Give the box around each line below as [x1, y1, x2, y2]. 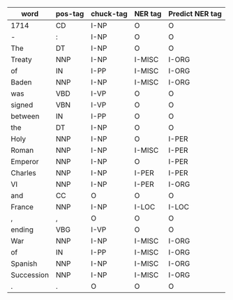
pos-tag [55, 9, 84, 18]
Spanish [10, 259, 38, 268]
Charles [10, 168, 37, 177]
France [10, 202, 33, 211]
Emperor [10, 157, 40, 166]
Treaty [10, 55, 33, 64]
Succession [10, 270, 50, 280]
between [10, 112, 40, 121]
